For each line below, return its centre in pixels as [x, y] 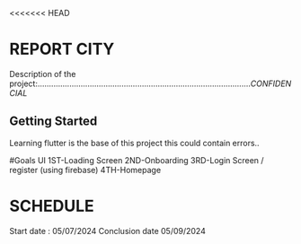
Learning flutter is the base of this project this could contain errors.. [134, 143]
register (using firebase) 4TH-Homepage [85, 170]
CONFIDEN [271, 83]
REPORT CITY [62, 49]
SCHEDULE [52, 206]
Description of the [43, 74]
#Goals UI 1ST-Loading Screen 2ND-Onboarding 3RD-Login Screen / [137, 160]
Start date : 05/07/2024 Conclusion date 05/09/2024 [108, 231]
